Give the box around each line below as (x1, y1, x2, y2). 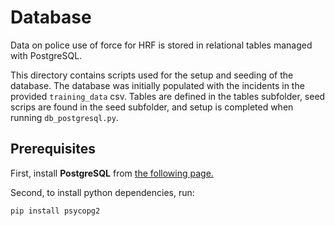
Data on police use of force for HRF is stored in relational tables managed (10, 39, 313, 51)
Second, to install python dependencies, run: (10, 186, 195, 198)
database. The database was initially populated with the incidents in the (10, 79, 305, 91)
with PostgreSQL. (10, 49, 83, 61)
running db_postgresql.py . (10, 111, 119, 123)
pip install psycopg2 (10, 206, 101, 216)
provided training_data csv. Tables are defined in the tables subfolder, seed (10, 90, 326, 102)
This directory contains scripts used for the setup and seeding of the (10, 69, 294, 81)
